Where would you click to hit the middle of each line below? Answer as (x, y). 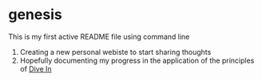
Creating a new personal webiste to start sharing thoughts (115, 52)
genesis (35, 15)
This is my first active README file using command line (99, 37)
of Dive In (36, 68)
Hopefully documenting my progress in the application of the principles (137, 60)
